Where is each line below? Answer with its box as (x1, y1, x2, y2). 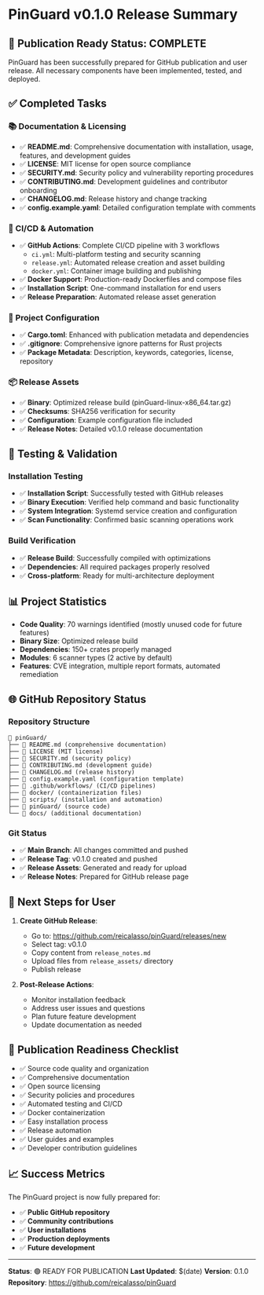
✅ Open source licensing (19, 1081, 101, 1091)
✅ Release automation (19, 1125, 92, 1135)
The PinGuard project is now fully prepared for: (8, 1192, 161, 1202)
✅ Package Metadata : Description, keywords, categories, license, (19, 348, 234, 357)
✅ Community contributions (19, 1216, 114, 1226)
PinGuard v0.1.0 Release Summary (8, 5, 238, 24)
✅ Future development (19, 1242, 96, 1252)
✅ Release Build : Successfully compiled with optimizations (19, 553, 211, 562)
